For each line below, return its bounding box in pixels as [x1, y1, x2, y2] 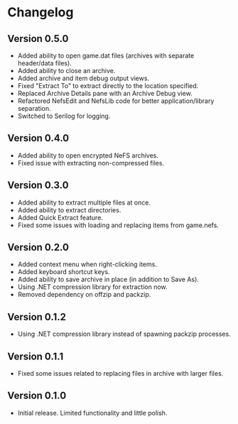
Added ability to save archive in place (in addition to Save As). [17, 275, 199, 284]
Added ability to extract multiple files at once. [17, 198, 151, 207]
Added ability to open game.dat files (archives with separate [17, 51, 195, 60]
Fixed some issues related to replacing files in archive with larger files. [17, 369, 224, 378]
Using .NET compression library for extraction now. [17, 283, 168, 291]
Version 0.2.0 [7, 241, 70, 254]
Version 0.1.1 [7, 350, 64, 362]
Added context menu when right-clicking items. [17, 260, 158, 268]
